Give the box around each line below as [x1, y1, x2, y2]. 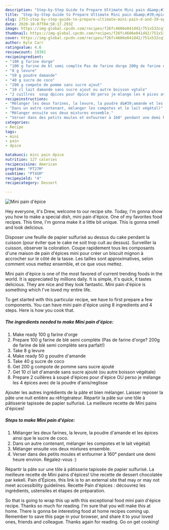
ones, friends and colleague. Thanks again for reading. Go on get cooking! [5, 519, 159, 525]
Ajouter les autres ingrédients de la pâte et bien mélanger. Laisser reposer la [5, 389, 163, 395]
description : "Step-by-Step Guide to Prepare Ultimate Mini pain [5, 7, 145, 13]
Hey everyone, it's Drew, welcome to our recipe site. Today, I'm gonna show [5, 209, 162, 215]
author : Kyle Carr [5, 40, 44, 45]
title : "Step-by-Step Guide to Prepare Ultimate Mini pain [5, 12, 132, 17]
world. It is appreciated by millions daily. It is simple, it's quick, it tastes [5, 276, 152, 282]
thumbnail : [5, 31, 28, 36]
